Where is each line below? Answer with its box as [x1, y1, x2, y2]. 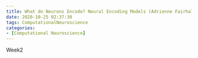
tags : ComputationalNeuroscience [6, 19, 88, 25]
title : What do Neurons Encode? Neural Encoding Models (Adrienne [6, 8, 173, 15]
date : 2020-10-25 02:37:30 [6, 14, 72, 20]
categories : [6, 25, 35, 31]
